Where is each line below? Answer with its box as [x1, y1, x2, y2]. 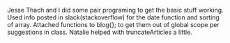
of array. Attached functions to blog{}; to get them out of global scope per [7, 21, 220, 28]
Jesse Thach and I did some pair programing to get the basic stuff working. [7, 6, 224, 14]
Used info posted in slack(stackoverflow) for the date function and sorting [7, 13, 220, 21]
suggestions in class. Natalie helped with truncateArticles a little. [7, 28, 193, 36]
